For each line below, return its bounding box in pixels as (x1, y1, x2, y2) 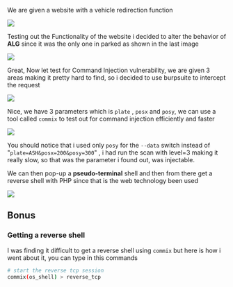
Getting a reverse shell (7, 230, 86, 240)
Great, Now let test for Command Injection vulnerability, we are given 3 (7, 66, 210, 74)
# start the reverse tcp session (7, 267, 104, 274)
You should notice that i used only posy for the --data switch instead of (7, 141, 211, 149)
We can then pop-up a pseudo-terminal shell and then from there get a (7, 169, 213, 177)
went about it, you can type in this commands (7, 253, 138, 262)
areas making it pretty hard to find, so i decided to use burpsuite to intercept (7, 73, 226, 82)
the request (7, 81, 40, 89)
